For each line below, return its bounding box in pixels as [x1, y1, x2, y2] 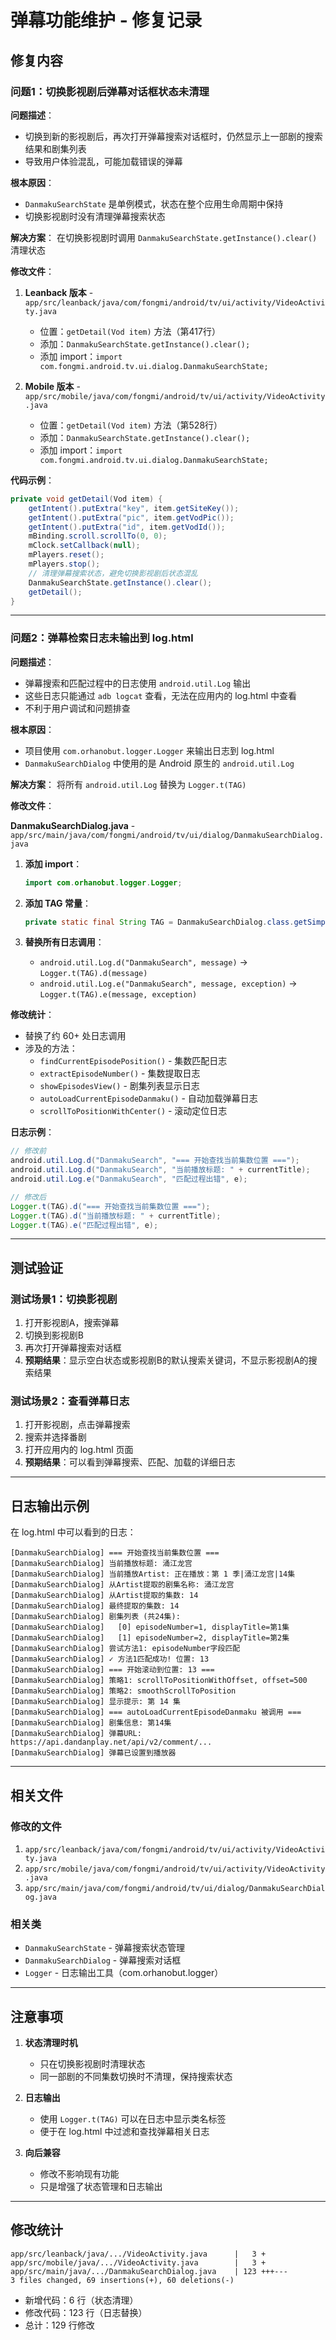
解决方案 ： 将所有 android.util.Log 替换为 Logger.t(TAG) [10, 778, 247, 790]
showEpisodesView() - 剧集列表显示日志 [39, 1080, 200, 1092]
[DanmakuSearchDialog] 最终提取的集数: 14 [10, 1601, 180, 1611]
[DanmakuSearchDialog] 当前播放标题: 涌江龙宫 [10, 1559, 193, 1569]
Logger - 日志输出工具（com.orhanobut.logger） [24, 1967, 224, 1979]
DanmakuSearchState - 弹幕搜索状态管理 [24, 1942, 185, 1954]
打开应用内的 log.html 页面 [24, 1444, 134, 1456]
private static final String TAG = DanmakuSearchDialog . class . [24, 917, 295, 927]
